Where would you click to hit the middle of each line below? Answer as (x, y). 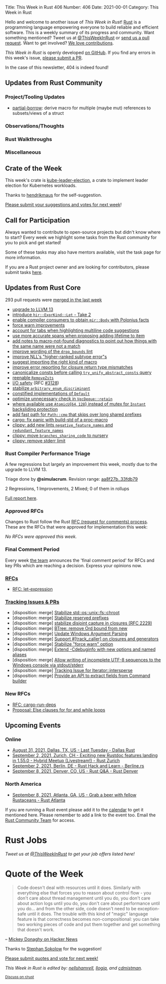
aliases (20, 655)
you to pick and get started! (33, 243)
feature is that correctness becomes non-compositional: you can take (88, 919)
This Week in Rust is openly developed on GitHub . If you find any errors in (80, 52)
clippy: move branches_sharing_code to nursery (60, 435)
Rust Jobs (26, 840)
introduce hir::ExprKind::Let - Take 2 (52, 314)
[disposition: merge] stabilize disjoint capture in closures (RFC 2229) (82, 623)
